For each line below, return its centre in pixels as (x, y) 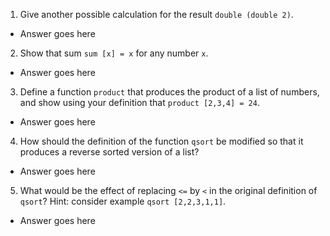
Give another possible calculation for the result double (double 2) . (156, 14)
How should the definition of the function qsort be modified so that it (161, 141)
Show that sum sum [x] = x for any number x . (114, 53)
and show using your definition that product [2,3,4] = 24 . (139, 102)
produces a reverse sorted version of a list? (109, 152)
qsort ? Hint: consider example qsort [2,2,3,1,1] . (123, 201)
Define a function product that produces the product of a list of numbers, (169, 92)
